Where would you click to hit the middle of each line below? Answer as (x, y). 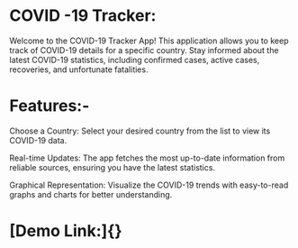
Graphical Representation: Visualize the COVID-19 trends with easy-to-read (149, 185)
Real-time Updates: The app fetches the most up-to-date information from (147, 158)
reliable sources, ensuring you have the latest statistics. (113, 167)
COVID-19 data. (38, 140)
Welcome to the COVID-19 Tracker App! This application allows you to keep (149, 41)
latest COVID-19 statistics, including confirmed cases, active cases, (135, 60)
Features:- (50, 106)
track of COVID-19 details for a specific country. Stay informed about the (144, 50)
